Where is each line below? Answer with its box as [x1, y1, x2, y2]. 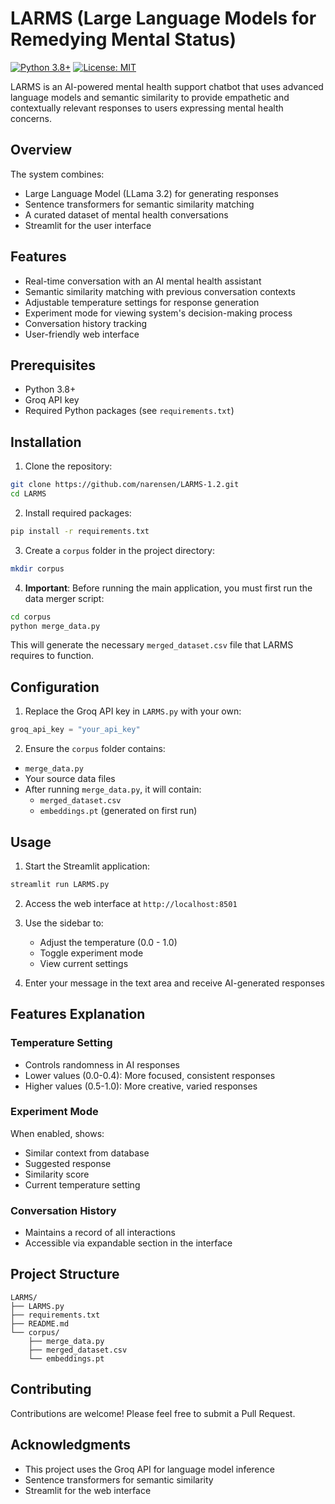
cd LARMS [10, 489, 47, 499]
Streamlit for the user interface [24, 219, 152, 231]
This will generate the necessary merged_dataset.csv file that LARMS [10, 639, 294, 651]
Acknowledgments [10, 1437, 132, 1454]
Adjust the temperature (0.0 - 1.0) [39, 936, 178, 948]
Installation [10, 433, 82, 451]
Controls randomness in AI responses [24, 1058, 180, 1071]
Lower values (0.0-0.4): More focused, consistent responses [24, 1069, 276, 1081]
